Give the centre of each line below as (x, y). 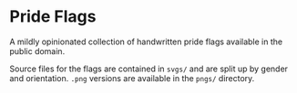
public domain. (37, 51)
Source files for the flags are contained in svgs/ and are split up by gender (149, 69)
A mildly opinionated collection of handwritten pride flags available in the (146, 42)
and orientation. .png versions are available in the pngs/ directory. (132, 78)
